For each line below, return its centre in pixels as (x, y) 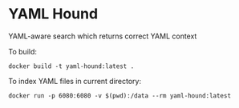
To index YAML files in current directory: (75, 81)
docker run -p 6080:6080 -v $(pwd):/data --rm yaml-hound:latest (119, 96)
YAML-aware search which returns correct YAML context (103, 36)
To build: (23, 51)
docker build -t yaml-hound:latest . (71, 66)
